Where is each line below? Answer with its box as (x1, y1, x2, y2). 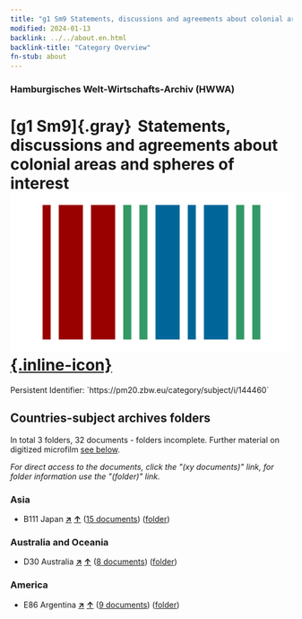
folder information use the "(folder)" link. (10, 471, 160, 482)
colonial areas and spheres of (10, 154, 235, 175)
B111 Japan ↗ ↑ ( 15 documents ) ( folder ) (22, 514, 170, 525)
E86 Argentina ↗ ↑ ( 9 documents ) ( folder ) (22, 599, 180, 610)
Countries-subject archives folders (10, 411, 211, 426)
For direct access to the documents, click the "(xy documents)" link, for (10, 461, 274, 472)
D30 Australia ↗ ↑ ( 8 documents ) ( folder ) (22, 556, 177, 567)
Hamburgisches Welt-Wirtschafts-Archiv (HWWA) (10, 83, 236, 96)
